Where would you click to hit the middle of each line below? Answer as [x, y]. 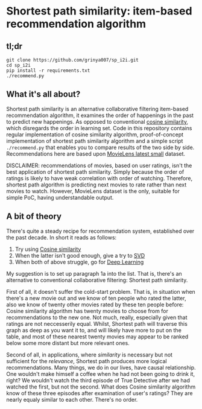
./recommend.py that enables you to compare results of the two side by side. [100, 147]
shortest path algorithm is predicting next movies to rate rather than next [96, 185]
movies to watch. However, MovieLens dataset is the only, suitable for [93, 191]
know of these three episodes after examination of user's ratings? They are [99, 393]
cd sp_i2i [19, 65]
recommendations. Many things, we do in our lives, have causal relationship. [101, 367]
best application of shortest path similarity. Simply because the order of [95, 172]
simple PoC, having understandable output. [60, 197]
